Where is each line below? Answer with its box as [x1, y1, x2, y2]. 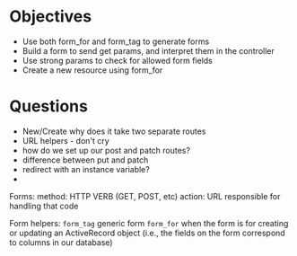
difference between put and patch [22, 154, 149, 165]
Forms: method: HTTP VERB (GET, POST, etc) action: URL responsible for [9, 190, 281, 201]
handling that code [9, 200, 79, 211]
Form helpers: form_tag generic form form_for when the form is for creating [9, 217, 289, 228]
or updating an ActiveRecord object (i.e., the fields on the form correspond [9, 227, 285, 238]
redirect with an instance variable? [22, 163, 150, 174]
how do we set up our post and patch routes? [22, 145, 191, 155]
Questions [9, 96, 88, 117]
